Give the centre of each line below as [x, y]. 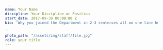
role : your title [23, 40]
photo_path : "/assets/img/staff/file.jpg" [49, 36]
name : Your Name [21, 9]
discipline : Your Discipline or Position [48, 14]
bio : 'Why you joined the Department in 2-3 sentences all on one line [79, 23]
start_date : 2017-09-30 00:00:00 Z [41, 18]
